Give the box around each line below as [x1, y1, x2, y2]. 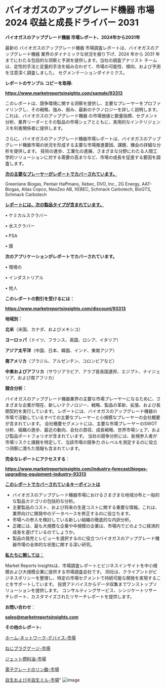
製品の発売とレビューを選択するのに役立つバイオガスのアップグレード [12, 535, 156, 541]
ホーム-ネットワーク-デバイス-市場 [5, 634, 76, 640]
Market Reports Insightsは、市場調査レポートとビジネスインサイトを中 [5, 563, 149, 568]
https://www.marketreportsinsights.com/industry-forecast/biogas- [5, 466, 148, 472]
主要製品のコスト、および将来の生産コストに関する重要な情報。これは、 [12, 504, 160, 510]
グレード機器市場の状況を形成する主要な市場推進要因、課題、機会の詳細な [5, 142, 157, 148]
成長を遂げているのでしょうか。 [12, 529, 78, 535]
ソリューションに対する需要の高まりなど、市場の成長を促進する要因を [13, 154, 157, 160]
